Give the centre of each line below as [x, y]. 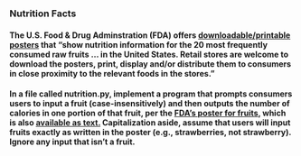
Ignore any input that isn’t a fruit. [72, 142]
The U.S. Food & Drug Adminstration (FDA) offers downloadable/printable [150, 35]
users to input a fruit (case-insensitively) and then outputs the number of [150, 104]
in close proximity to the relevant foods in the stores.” [112, 73]
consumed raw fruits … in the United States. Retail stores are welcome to [149, 54]
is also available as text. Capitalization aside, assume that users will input [150, 123]
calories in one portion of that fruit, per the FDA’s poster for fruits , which [148, 113]
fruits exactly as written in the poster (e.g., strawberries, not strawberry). [150, 133]
